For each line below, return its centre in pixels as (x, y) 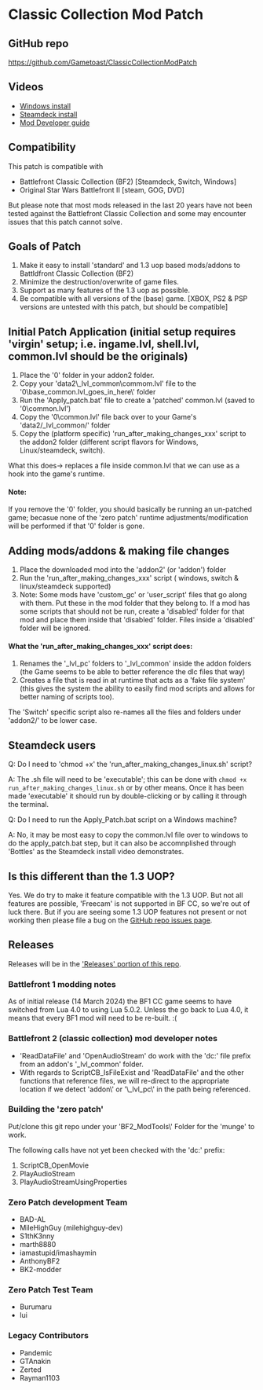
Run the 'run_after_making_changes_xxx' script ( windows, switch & (129, 578)
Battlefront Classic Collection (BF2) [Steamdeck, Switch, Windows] (128, 182)
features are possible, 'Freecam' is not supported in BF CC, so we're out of (129, 904)
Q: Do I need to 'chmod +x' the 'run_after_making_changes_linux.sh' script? (130, 765)
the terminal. (29, 805)
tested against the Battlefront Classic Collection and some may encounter (127, 213)
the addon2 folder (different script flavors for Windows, (109, 442)
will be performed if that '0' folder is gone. (77, 526)
